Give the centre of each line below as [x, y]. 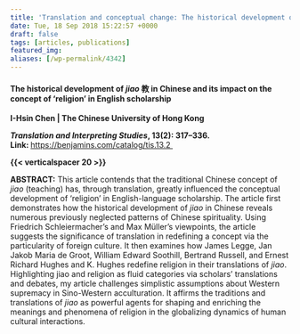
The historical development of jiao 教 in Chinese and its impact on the [141, 88]
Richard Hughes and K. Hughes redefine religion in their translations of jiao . [149, 265]
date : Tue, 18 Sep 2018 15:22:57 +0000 [84, 26]
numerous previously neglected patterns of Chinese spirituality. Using [138, 217]
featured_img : [36, 51]
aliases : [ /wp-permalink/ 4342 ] [68, 59]
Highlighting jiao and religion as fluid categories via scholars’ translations [144, 274]
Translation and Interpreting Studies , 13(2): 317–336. [110, 135]
